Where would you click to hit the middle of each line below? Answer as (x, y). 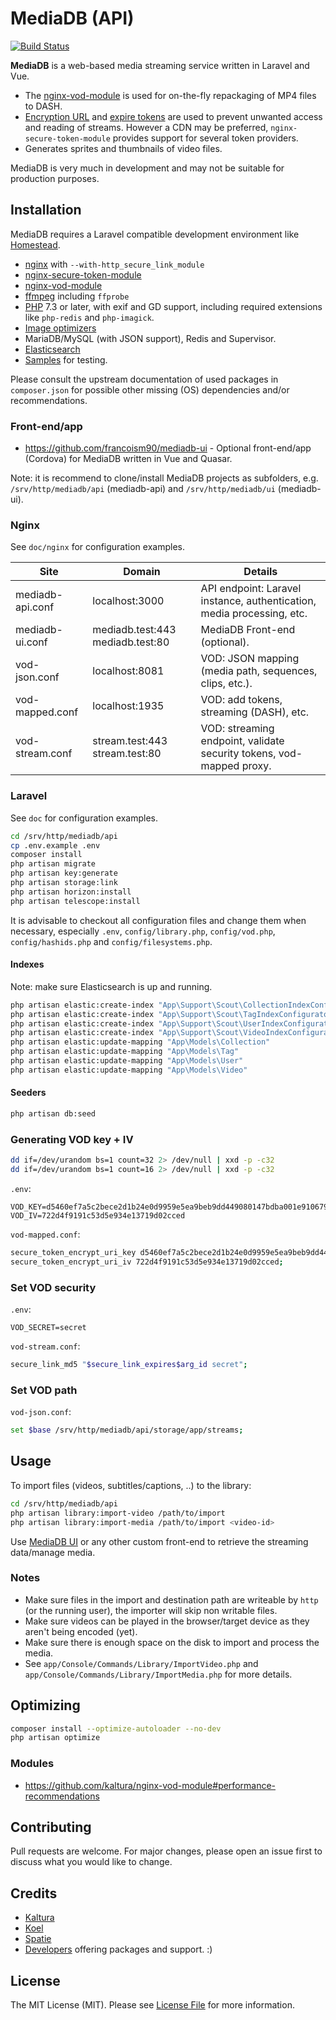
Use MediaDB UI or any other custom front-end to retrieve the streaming (159, 1541)
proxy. (256, 766)
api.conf (35, 607)
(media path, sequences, (259, 671)
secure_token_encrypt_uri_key (73, 1252)
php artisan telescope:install (75, 901)
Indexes (27, 964)
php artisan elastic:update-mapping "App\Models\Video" (129, 1070)
